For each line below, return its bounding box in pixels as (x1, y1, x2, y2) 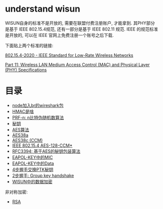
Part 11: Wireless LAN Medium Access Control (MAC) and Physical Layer (5, 62, 150, 68)
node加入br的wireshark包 (12, 102, 64, 108)
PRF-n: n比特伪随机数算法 (12, 114, 64, 120)
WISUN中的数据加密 (12, 178, 53, 184)
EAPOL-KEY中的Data (12, 160, 54, 166)
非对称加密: (5, 189, 28, 195)
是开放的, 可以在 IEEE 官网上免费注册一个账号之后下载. (5, 32, 114, 38)
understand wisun (5, 3, 80, 15)
